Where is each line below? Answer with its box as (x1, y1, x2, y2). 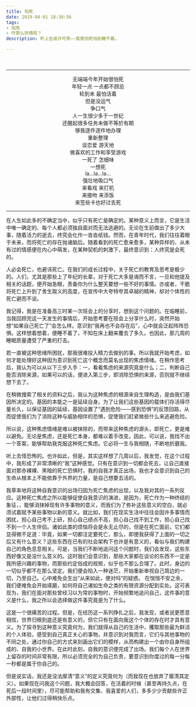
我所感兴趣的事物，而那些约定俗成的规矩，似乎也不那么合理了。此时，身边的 (6, 560, 190, 567)
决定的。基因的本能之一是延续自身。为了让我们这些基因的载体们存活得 (16, 399, 185, 405)
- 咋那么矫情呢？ (6, 30, 42, 36)
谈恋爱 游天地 (82, 142, 114, 148)
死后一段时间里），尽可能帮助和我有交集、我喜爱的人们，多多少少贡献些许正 (6, 687, 188, 694)
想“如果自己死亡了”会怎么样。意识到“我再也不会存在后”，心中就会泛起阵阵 (6, 322, 184, 329)
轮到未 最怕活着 (79, 90, 117, 97)
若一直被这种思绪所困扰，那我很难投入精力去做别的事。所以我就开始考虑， (6, 349, 185, 356)
